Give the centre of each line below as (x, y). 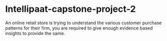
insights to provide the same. (35, 33)
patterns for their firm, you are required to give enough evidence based (79, 28)
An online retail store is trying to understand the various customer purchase (83, 23)
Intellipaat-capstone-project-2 (70, 9)
